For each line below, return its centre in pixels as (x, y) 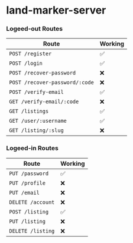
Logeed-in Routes (33, 148)
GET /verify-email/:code (44, 102)
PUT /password (29, 173)
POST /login (26, 63)
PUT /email (24, 193)
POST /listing (29, 212)
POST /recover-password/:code (52, 83)
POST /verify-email (36, 92)
